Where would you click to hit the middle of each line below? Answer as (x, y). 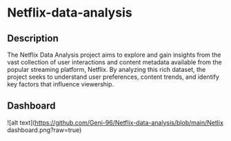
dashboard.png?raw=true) (44, 130)
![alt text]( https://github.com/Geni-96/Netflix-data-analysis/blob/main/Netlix (115, 122)
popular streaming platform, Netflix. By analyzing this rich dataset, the (107, 69)
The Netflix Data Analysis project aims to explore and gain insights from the (114, 55)
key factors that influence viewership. (61, 84)
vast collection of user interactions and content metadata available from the (114, 62)
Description (33, 38)
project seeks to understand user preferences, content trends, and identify (113, 77)
